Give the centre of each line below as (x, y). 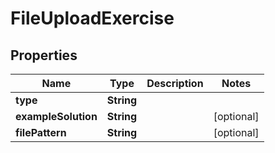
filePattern (41, 132)
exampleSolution (56, 116)
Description (175, 83)
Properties (44, 55)
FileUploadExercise (92, 18)
